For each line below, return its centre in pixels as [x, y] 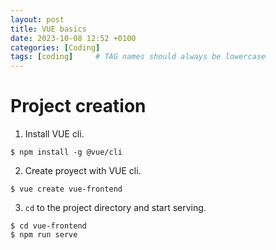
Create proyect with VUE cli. [83, 171]
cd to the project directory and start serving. [115, 208]
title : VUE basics [48, 29]
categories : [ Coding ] [55, 47]
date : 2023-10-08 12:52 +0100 [73, 38]
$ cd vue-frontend [48, 226]
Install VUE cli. [54, 134]
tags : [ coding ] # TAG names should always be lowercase [138, 57]
